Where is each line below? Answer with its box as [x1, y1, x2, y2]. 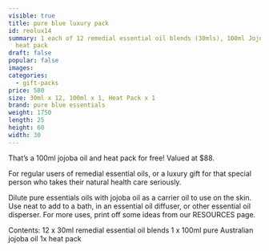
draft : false [8, 49, 52, 57]
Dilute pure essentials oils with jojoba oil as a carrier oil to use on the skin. [8, 192, 252, 202]
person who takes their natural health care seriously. [8, 177, 182, 187]
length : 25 [8, 116, 45, 124]
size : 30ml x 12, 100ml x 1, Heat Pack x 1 [8, 94, 156, 102]
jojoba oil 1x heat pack [8, 233, 82, 243]
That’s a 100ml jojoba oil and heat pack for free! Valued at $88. [8, 153, 215, 163]
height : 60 [8, 123, 45, 132]
